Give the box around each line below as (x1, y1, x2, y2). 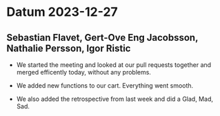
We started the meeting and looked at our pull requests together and (16, 61, 212, 69)
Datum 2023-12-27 (6, 4, 118, 20)
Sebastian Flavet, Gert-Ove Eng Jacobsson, (6, 32, 199, 43)
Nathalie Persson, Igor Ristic (6, 42, 131, 54)
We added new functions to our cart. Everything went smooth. (16, 81, 194, 90)
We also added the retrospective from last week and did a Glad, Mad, (16, 95, 213, 103)
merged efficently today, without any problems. (16, 68, 151, 76)
